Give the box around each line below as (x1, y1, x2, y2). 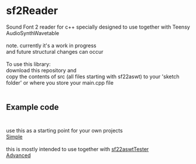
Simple (6, 133, 23, 140)
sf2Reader (6, 4, 59, 18)
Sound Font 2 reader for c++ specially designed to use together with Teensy (6, 23, 190, 30)
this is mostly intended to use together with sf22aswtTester (6, 145, 149, 152)
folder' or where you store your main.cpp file (6, 79, 114, 86)
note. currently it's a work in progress (6, 42, 97, 49)
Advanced (6, 152, 31, 159)
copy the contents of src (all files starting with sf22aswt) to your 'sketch (6, 73, 180, 80)
